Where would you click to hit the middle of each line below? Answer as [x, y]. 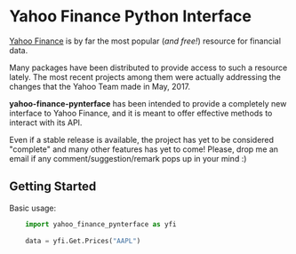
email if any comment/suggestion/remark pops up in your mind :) [128, 158]
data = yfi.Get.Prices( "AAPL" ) [83, 241]
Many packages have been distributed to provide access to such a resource [148, 67]
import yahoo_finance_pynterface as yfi [101, 224]
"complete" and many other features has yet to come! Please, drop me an [144, 149]
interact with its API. [46, 123]
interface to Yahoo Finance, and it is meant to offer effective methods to [141, 113]
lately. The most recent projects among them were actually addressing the [145, 76]
